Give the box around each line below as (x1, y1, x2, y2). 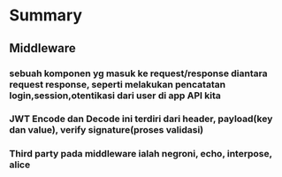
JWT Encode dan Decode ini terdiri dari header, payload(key (9, 112, 273, 125)
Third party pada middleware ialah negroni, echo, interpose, (9, 148, 272, 160)
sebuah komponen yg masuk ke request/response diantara (9, 67, 268, 80)
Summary (9, 5, 82, 26)
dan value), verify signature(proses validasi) (9, 124, 204, 136)
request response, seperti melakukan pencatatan (9, 78, 226, 90)
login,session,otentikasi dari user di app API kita (9, 89, 221, 102)
